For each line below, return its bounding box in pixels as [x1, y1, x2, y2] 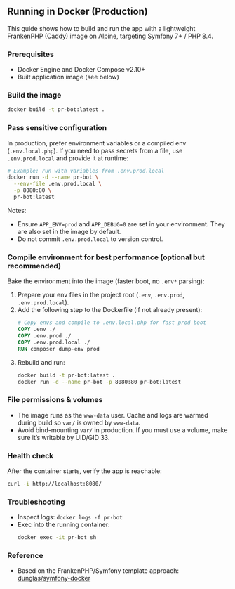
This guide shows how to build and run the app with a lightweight [7, 24, 196, 32]
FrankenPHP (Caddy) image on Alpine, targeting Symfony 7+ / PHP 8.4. [7, 32, 214, 40]
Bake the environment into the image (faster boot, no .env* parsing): [7, 277, 205, 285]
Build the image [7, 91, 62, 101]
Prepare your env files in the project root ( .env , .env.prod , [17, 291, 184, 299]
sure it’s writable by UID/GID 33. [17, 433, 110, 441]
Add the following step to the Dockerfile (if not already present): [17, 306, 203, 314]
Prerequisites [7, 49, 54, 59]
